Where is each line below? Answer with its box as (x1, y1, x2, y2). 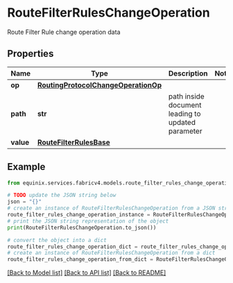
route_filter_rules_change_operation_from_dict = (7, 256, 154, 263)
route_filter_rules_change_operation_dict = (7, 243, 138, 250)
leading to (168, 109, 201, 119)
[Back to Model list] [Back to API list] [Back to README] (7, 268, 166, 277)
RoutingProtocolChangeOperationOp (37, 80, 162, 89)
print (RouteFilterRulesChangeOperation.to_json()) (7, 224, 157, 231)
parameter (168, 126, 202, 136)
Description (168, 68, 208, 78)
